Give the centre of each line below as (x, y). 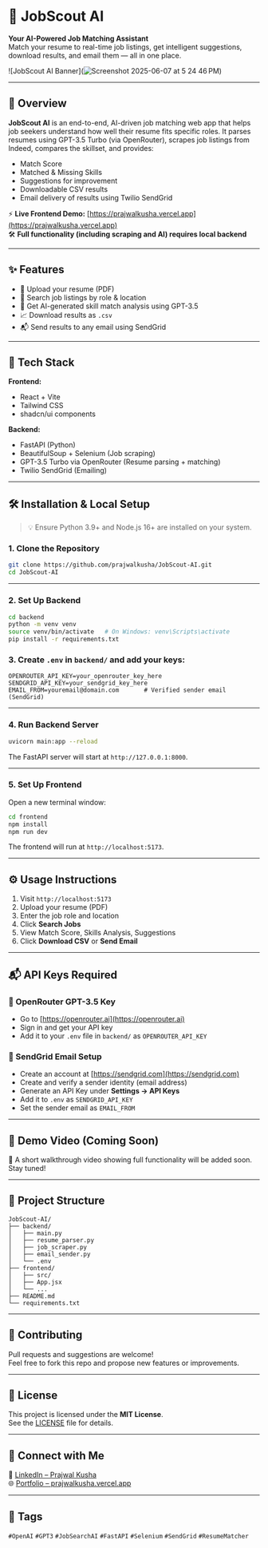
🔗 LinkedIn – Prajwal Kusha (53, 1475)
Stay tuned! (27, 1169)
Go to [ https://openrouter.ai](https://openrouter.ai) (102, 1018)
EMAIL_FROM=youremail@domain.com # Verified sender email (117, 690)
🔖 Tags (26, 1516)
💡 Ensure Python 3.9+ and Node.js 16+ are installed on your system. (140, 527)
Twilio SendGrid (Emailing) (63, 470)
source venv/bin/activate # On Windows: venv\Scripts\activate (119, 632)
